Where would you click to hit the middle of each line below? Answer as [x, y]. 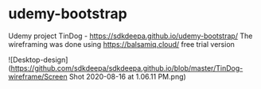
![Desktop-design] [38, 60]
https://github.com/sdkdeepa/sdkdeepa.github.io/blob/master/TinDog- [127, 68]
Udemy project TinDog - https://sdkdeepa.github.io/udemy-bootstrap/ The [130, 36]
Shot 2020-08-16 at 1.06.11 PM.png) [128, 76]
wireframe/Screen [38, 76]
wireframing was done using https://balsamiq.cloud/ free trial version [121, 44]
